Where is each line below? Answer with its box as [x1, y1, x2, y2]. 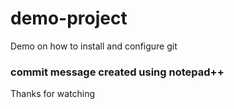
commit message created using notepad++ [10, 65, 225, 79]
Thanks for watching [10, 88, 96, 100]
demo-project [10, 7, 128, 30]
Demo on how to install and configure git [10, 40, 178, 52]
